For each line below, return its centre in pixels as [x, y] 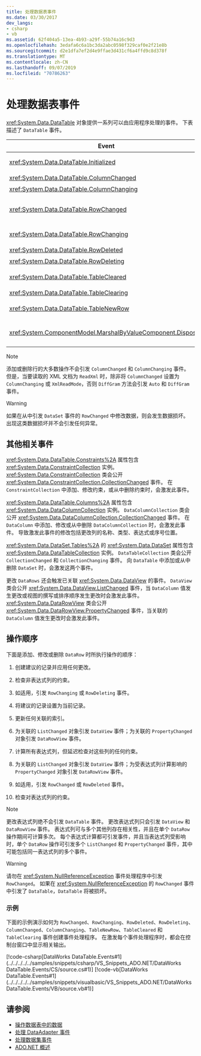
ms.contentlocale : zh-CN [37, 62]
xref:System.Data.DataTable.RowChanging [69, 234]
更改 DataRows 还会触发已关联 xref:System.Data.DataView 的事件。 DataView [99, 581]
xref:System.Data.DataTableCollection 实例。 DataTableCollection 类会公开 [99, 553]
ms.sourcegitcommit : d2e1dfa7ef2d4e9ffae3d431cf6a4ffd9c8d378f [87, 51]
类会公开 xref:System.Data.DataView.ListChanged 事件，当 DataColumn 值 [96, 588]
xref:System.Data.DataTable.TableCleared [68, 277]
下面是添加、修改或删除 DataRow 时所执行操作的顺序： [72, 654]
